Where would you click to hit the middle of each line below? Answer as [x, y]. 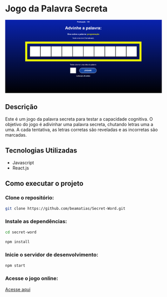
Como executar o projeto [44, 183]
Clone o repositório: [30, 197]
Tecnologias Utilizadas [41, 151]
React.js [21, 168]
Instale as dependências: [36, 221]
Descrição [21, 107]
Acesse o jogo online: [32, 279]
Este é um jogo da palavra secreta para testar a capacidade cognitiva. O [79, 119]
